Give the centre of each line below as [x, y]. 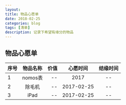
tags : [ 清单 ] [18, 28]
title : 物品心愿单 [22, 14]
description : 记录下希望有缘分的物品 [39, 32]
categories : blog [23, 23]
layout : [13, 10]
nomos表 [32, 78]
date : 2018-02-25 [23, 19]
